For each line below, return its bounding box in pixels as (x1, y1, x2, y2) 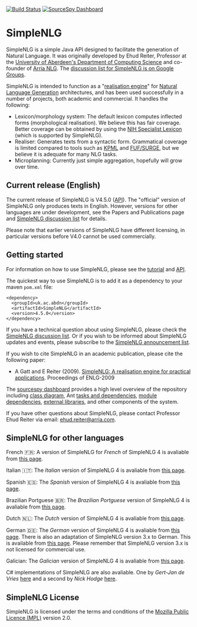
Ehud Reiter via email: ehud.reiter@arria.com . (6, 416, 116, 423)
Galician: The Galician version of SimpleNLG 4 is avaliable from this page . (6, 557, 185, 565)
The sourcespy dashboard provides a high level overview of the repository (6, 385, 188, 393)
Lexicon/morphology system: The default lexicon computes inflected (14, 112, 182, 120)
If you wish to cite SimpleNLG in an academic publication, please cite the (6, 350, 183, 357)
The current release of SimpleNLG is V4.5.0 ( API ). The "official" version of (6, 196, 186, 203)
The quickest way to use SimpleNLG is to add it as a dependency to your (6, 277, 183, 284)
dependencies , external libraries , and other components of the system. (6, 398, 179, 405)
